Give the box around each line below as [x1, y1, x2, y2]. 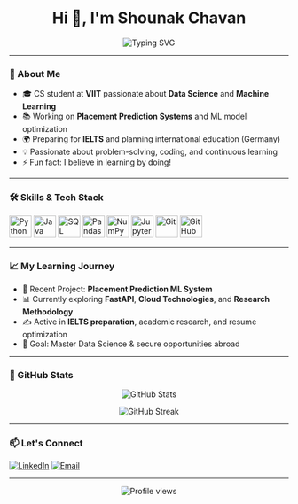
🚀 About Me [9, 67, 61, 80]
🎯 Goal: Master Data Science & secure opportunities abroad [21, 338, 240, 349]
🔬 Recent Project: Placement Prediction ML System [21, 283, 213, 294]
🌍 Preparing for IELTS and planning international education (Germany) [21, 134, 281, 144]
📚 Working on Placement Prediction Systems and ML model [21, 111, 247, 122]
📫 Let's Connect [9, 438, 83, 450]
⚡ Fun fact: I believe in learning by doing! [21, 157, 171, 167]
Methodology [21, 306, 74, 317]
